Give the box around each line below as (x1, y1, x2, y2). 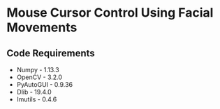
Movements (6, 19, 78, 35)
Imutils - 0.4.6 (16, 95, 57, 103)
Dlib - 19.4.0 (16, 88, 52, 96)
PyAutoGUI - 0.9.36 (16, 81, 73, 88)
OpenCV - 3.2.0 (16, 73, 63, 81)
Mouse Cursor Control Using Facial (6, 5, 214, 21)
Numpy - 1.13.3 (16, 66, 60, 74)
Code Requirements (6, 47, 95, 59)
